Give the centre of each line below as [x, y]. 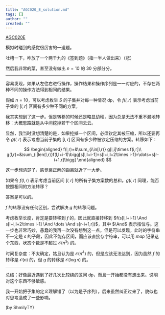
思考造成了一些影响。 [31, 297]
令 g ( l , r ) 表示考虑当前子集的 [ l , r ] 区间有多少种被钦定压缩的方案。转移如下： [81, 140]
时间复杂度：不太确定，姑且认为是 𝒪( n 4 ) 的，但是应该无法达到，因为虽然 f [80, 253]
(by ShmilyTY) [20, 307]
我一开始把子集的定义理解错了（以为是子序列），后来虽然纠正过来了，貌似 [80, 291]
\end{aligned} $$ [94, 160]
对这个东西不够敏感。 [27, 281]
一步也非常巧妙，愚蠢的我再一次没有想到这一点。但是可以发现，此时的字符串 [83, 230]
